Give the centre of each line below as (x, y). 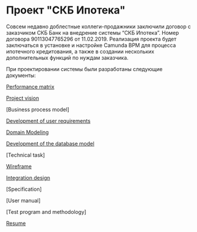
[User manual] (24, 200)
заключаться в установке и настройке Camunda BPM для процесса (91, 45)
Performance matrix (30, 86)
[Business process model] (38, 109)
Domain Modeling (27, 132)
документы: (21, 75)
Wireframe (19, 166)
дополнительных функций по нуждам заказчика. (67, 58)
